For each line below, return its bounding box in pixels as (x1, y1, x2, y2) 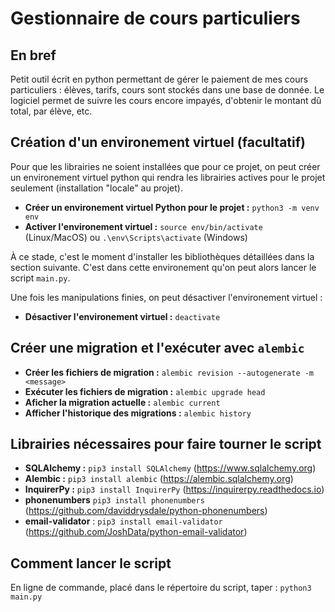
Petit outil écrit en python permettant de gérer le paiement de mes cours (10, 73, 309, 85)
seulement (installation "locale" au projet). (10, 182, 183, 194)
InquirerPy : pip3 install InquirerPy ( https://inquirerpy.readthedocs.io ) (24, 483, 325, 496)
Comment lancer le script (10, 555, 172, 572)
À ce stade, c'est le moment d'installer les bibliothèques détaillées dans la (10, 250, 315, 262)
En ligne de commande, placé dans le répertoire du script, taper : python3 (10, 582, 312, 594)
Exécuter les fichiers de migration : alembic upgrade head (24, 385, 266, 397)
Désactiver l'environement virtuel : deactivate (24, 310, 221, 322)
